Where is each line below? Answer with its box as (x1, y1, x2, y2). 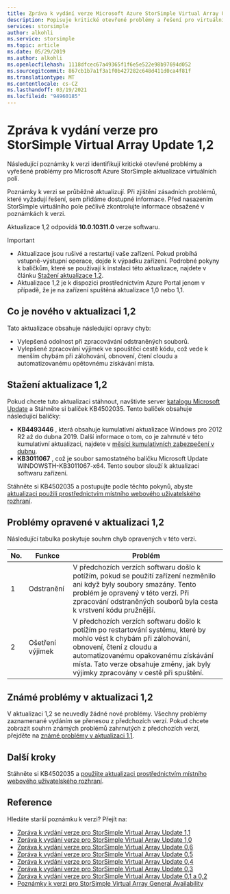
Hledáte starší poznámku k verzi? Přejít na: (7, 814, 128, 823)
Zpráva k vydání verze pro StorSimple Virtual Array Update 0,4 (16, 857, 194, 865)
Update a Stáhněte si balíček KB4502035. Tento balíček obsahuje (7, 404, 192, 412)
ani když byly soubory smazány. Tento (73, 580, 196, 589)
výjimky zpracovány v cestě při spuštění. (73, 668, 204, 678)
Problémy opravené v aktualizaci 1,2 (7, 516, 164, 528)
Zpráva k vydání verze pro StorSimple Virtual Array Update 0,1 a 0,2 (16, 872, 207, 880)
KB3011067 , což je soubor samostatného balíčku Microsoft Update (16, 454, 209, 462)
